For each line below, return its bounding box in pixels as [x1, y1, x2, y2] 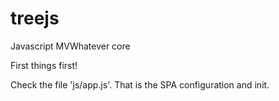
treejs [10, 7, 60, 30]
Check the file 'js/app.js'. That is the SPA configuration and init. [10, 78, 270, 91]
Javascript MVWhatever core [10, 40, 131, 52]
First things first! [10, 59, 78, 71]
